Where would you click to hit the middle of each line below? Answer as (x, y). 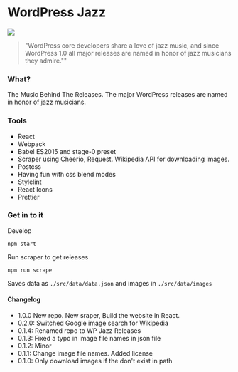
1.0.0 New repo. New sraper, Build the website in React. (98, 316)
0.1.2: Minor (34, 346)
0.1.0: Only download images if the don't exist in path (95, 361)
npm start (22, 244)
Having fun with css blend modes (66, 174)
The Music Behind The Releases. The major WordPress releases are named (118, 95)
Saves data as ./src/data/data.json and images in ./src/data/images (110, 283)
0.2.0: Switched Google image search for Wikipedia (93, 323)
